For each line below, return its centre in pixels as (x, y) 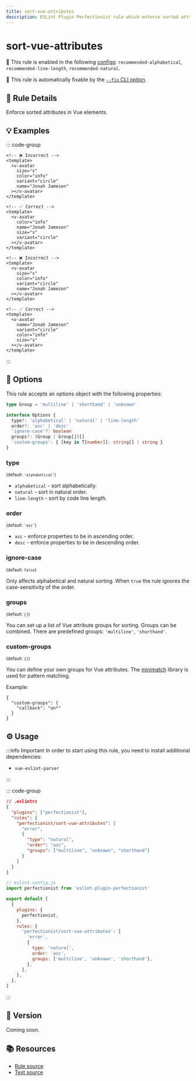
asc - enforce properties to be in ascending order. (74, 536)
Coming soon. (23, 1029)
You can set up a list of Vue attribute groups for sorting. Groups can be (91, 625)
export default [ (27, 899)
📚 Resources (31, 1049)
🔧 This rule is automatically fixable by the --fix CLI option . (76, 80)
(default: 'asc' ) (21, 526)
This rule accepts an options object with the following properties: (84, 394)
